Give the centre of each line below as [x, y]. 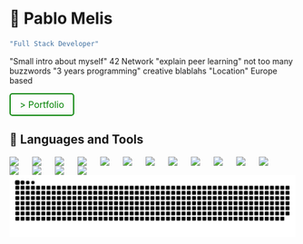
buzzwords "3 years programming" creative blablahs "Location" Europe [144, 71]
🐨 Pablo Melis [61, 19]
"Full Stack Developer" [54, 44]
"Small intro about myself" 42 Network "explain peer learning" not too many [151, 61]
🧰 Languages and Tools [77, 140]
